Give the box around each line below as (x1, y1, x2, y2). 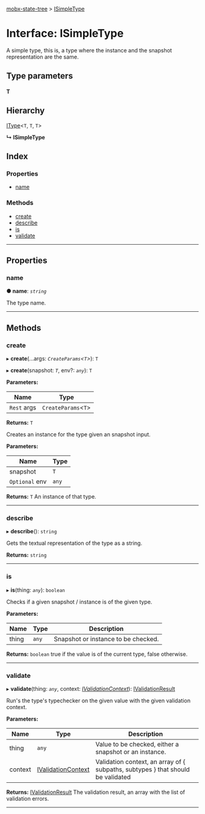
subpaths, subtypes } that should (95, 765, 190, 774)
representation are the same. (6, 53, 79, 60)
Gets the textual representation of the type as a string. (6, 539, 142, 547)
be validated (95, 773, 131, 781)
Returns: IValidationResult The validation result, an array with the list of (6, 788, 185, 796)
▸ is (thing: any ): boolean (6, 586, 65, 594)
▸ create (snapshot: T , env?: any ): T (6, 367, 93, 374)
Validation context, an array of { (95, 757, 186, 766)
